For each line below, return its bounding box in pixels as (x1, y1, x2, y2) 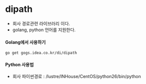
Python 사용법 (5, 61, 34, 68)
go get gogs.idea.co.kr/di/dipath (5, 51, 77, 56)
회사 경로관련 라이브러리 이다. (12, 20, 70, 26)
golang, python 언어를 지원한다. (12, 26, 76, 33)
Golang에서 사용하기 (5, 39, 46, 45)
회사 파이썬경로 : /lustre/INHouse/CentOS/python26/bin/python (12, 74, 141, 80)
